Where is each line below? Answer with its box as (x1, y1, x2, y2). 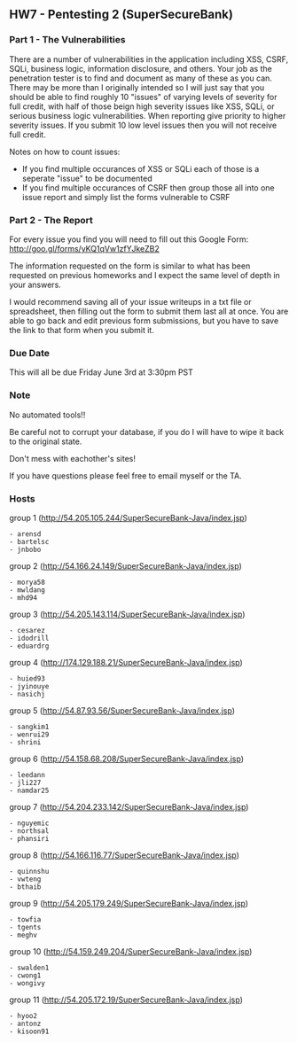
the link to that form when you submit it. (9, 324, 155, 335)
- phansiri (9, 834, 50, 843)
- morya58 (9, 578, 46, 587)
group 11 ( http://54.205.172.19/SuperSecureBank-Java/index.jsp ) (9, 994, 244, 1005)
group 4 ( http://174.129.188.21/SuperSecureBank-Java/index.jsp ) (9, 657, 244, 667)
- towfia (9, 915, 42, 924)
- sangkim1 (9, 722, 50, 731)
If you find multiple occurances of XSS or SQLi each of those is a (21, 163, 260, 174)
